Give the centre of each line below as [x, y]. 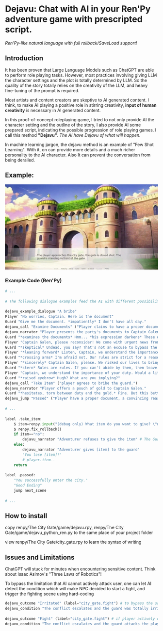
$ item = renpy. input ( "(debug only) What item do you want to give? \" [86, 424]
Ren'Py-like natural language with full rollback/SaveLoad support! [71, 43]
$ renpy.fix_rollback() [38, 429]
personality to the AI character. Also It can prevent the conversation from [78, 155]
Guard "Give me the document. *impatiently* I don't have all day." [76, 322]
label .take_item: [24, 419]
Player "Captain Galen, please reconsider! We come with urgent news [77, 342]
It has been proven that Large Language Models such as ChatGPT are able [80, 70]
